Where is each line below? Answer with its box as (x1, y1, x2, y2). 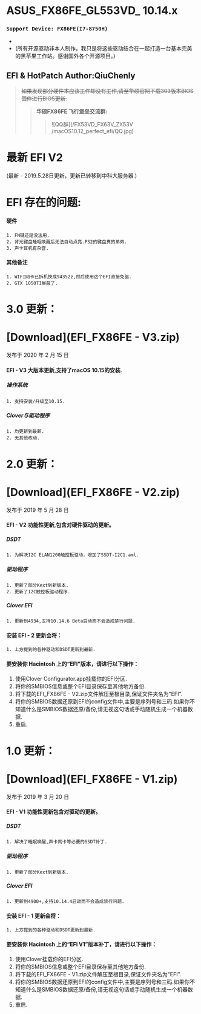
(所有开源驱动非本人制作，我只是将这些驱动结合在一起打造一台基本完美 (15, 45, 193, 52)
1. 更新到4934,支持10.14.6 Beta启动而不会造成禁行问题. (6, 618, 136, 624)
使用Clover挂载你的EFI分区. (15, 955, 84, 962)
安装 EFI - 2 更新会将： (6, 632, 62, 639)
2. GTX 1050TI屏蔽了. (6, 280, 58, 286)
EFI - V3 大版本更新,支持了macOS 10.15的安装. (6, 366, 122, 374)
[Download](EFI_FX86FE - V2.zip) (6, 485, 180, 499)
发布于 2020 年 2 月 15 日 (6, 351, 69, 359)
